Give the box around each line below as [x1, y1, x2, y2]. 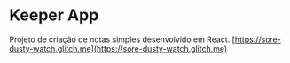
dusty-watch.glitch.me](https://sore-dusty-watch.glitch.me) [9, 43, 228, 53]
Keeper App [9, 5, 99, 25]
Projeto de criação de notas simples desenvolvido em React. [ [9, 34, 235, 45]
